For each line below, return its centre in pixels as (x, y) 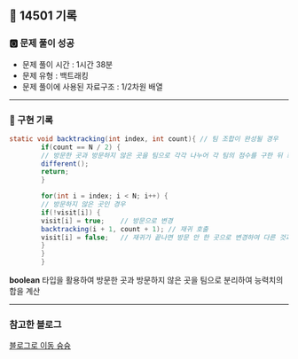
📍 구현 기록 (31, 120)
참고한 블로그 (35, 324)
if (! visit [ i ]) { (71, 212)
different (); (65, 164)
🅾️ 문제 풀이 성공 (42, 43)
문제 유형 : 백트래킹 (55, 75)
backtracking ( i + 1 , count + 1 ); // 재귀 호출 (125, 229)
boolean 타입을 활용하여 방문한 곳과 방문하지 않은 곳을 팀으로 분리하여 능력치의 (146, 280)
